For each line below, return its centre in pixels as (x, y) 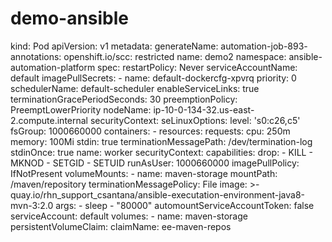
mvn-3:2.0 (32, 205)
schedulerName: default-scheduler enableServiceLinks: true (135, 88)
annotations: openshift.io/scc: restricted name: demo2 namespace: (148, 56)
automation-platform (53, 67)
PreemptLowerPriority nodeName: (81, 109)
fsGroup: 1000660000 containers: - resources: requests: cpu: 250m (150, 131)
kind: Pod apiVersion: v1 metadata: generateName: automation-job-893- (159, 46)
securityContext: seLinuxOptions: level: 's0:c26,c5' (195, 120)
